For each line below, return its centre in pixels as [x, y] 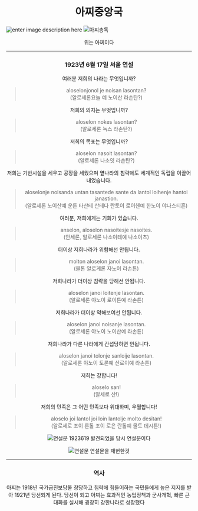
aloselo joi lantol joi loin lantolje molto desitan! [106, 419]
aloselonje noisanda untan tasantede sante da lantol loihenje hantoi [106, 192]
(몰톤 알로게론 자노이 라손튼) [106, 269]
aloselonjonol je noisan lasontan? [106, 91]
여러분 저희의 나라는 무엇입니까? [99, 79]
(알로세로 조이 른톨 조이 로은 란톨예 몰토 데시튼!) [106, 426]
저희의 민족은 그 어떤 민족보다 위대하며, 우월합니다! [99, 407]
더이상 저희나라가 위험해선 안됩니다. [99, 250]
